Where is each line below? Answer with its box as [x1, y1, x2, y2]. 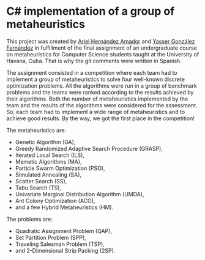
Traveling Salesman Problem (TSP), [15, 240, 105, 248]
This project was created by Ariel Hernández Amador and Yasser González [6, 37, 195, 45]
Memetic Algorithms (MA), [15, 158, 82, 165]
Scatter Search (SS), [15, 177, 67, 185]
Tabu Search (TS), [15, 184, 62, 191]
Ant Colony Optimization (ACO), [15, 197, 95, 204]
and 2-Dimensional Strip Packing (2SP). [15, 247, 116, 254]
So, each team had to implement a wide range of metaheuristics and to [6, 108, 185, 115]
